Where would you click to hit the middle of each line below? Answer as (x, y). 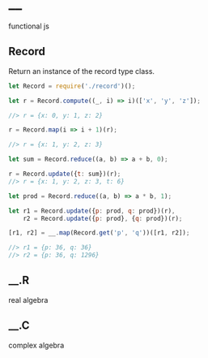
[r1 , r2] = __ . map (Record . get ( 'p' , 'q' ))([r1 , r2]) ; (99, 233)
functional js (29, 26)
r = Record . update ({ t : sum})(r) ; (65, 174)
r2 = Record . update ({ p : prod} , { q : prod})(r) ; (103, 218)
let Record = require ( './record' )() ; (72, 86)
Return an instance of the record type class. (82, 71)
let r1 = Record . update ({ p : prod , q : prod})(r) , (92, 211)
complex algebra (36, 345)
